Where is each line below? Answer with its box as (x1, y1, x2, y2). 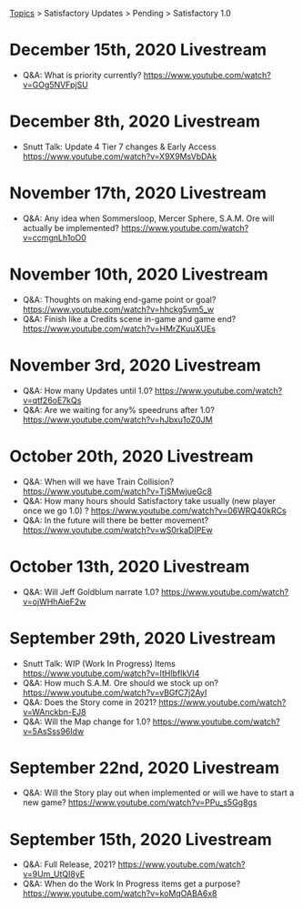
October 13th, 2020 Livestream (9, 556, 250, 577)
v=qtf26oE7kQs (22, 395, 82, 406)
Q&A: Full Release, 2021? (22, 859, 116, 870)
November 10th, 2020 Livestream (9, 264, 268, 285)
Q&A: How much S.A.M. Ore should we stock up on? (22, 677, 219, 688)
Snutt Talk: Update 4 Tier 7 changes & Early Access (22, 141, 217, 152)
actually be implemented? (22, 222, 120, 233)
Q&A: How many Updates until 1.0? (22, 385, 153, 396)
